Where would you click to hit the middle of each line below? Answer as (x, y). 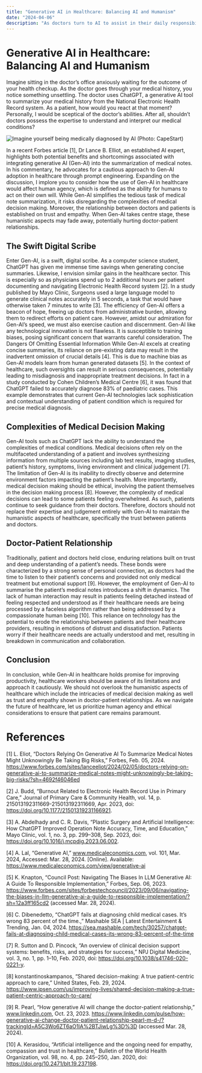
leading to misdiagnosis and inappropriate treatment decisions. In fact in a (98, 376)
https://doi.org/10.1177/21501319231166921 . (59, 810)
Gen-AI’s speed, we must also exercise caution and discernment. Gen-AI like (101, 325)
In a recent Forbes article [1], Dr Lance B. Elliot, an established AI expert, (96, 151)
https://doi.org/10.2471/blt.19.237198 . (52, 1063)
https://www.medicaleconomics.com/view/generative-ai (76, 865)
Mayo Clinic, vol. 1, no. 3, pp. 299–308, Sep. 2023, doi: (74, 835)
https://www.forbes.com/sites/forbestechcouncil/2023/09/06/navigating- (98, 890)
